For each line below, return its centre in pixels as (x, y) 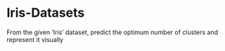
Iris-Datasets (46, 13)
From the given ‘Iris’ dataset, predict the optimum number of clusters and (112, 32)
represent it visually (35, 39)
